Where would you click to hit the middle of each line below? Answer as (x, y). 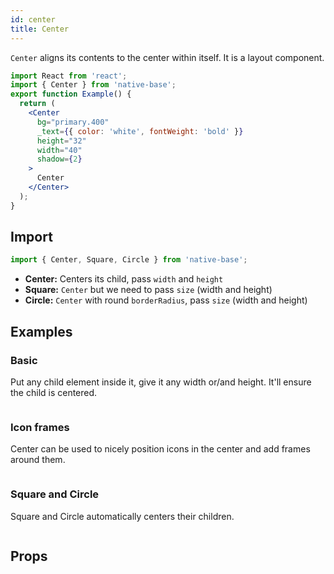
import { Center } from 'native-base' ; (93, 85)
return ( (37, 104)
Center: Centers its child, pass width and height (124, 279)
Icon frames (40, 427)
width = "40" (59, 150)
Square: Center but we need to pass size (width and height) (148, 290)
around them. (38, 460)
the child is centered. (54, 392)
